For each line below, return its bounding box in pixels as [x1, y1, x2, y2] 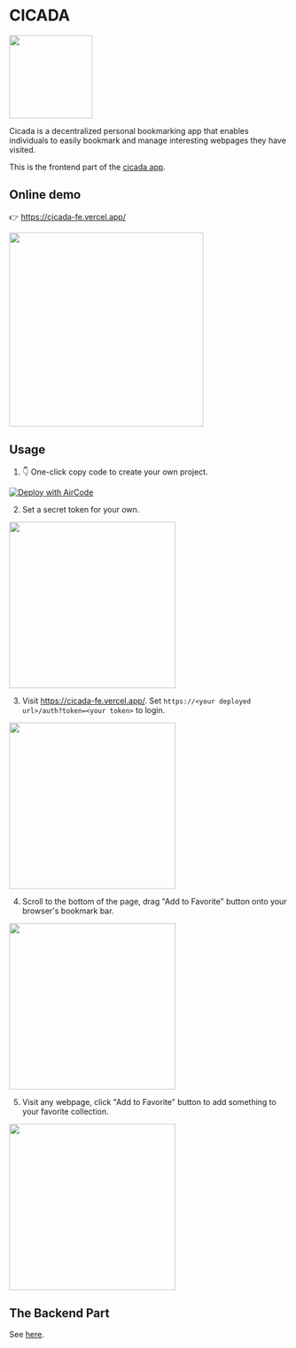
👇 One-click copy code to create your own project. [21, 466, 208, 477]
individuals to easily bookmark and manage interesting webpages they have [9, 135, 286, 145]
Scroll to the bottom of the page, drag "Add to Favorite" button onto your [21, 896, 287, 906]
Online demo [9, 187, 82, 202]
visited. [9, 144, 36, 155]
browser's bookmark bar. [21, 905, 114, 916]
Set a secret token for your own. [21, 504, 140, 514]
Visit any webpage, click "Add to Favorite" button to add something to [21, 1096, 277, 1107]
